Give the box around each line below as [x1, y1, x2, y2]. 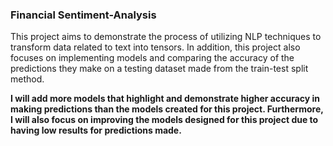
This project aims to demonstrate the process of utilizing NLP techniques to [10, 31, 322, 43]
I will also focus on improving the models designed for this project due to [10, 114, 319, 126]
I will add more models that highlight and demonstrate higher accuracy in [10, 93, 321, 105]
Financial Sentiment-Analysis [10, 8, 157, 22]
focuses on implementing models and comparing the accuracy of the [10, 52, 295, 64]
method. [10, 73, 45, 85]
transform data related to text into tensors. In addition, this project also [10, 41, 301, 53]
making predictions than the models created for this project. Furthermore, [10, 103, 324, 115]
